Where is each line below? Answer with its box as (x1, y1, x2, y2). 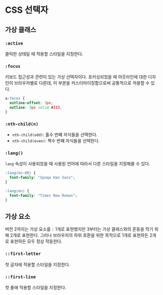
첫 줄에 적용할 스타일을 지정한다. (5, 284, 67, 290)
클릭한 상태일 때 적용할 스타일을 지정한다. (5, 51, 83, 57)
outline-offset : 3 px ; (9, 101, 54, 106)
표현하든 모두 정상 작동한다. (10, 238, 62, 245)
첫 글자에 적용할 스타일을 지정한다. (5, 261, 70, 267)
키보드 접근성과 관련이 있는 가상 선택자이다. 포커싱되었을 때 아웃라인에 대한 (5, 74, 147, 80)
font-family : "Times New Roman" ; (9, 193, 78, 198)
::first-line (5, 274, 36, 279)
